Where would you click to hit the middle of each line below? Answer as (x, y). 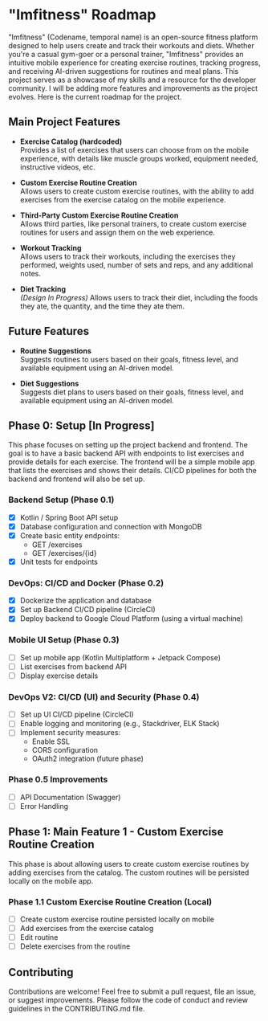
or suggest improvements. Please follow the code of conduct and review (128, 1000)
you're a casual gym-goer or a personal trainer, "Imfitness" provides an (126, 54)
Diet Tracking (43, 289)
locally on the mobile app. (51, 880)
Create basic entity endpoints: (70, 535)
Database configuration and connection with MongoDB (111, 526)
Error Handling (44, 806)
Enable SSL (51, 741)
